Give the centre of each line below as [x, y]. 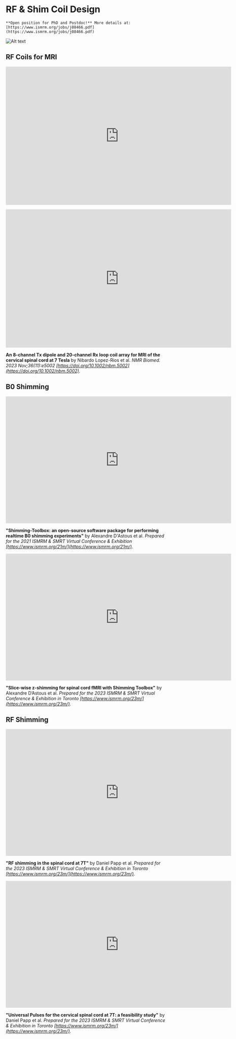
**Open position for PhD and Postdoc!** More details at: [68, 23]
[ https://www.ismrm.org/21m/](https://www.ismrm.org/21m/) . [70, 546]
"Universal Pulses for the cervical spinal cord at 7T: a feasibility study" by [85, 1015]
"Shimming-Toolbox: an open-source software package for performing [82, 530]
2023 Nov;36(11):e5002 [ [32, 365]
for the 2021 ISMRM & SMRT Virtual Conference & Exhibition [69, 541]
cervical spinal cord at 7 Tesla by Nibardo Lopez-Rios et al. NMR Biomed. [83, 360]
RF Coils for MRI [31, 57]
